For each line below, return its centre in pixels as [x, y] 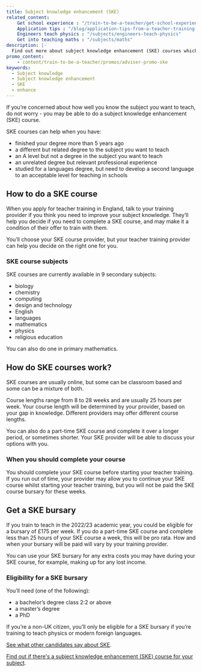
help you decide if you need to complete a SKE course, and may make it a [97, 221]
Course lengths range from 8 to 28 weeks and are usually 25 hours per [94, 400]
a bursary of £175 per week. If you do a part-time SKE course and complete [100, 531]
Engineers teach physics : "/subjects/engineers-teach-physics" [99, 34]
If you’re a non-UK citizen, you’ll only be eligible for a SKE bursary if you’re [99, 627]
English [24, 311]
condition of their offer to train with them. [57, 228]
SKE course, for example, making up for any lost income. [77, 562]
